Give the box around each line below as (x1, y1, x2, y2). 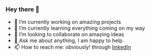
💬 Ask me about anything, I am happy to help (14, 37, 123, 44)
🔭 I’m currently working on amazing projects (14, 19, 122, 26)
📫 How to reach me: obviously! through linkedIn (14, 44, 132, 51)
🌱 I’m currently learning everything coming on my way (14, 24, 145, 32)
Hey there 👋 (5, 5, 39, 13)
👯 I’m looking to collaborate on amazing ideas (14, 31, 125, 38)
